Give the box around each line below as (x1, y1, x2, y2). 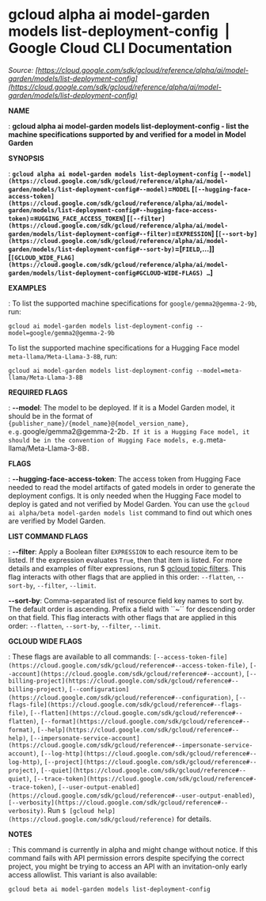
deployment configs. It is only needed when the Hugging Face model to (8, 491, 241, 500)
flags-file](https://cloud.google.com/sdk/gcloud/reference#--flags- (8, 701, 243, 709)
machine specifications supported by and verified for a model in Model (8, 129, 247, 139)
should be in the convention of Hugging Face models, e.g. (8, 436, 207, 444)
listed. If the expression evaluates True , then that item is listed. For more (8, 555, 243, 565)
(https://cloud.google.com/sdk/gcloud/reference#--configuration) (8, 694, 232, 701)
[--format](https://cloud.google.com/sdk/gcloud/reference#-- (40, 717, 250, 725)
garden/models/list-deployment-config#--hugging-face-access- (8, 206, 218, 215)
